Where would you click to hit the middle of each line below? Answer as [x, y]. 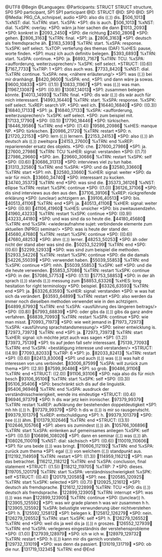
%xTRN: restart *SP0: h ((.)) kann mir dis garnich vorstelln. [64, 539]
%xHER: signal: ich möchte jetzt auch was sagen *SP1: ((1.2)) [66, 338]
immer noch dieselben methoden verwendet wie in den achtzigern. [72, 301]
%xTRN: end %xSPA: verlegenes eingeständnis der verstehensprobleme [77, 529]
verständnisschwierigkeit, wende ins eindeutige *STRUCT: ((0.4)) [71, 394]
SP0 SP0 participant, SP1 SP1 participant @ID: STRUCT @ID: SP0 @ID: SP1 [79, 12]
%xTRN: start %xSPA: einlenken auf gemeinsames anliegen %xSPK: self [77, 430]
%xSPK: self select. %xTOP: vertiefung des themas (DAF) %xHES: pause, [78, 48]
